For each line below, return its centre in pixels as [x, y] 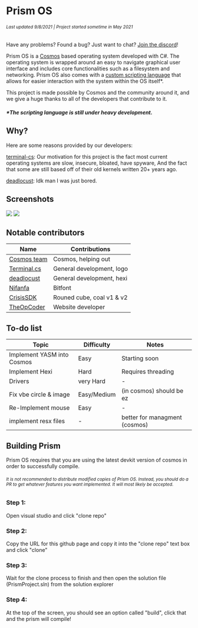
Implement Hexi [31, 372]
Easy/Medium [97, 395]
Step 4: [17, 600]
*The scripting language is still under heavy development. [79, 112]
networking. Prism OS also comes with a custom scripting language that [94, 75]
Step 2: [17, 531]
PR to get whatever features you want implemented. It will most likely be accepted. [90, 484]
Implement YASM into [39, 355]
